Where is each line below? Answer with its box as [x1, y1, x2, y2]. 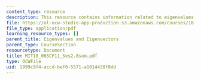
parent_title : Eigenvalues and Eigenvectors [6, 36, 119, 42]
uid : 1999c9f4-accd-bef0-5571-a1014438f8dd [6, 64, 117, 70]
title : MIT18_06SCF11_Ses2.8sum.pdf [6, 53, 98, 59]
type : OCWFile [6, 58, 42, 64]
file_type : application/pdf [6, 25, 77, 31]
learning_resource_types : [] [6, 31, 79, 37]
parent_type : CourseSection [6, 42, 77, 48]
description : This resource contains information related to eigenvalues [6, 14, 194, 20]
